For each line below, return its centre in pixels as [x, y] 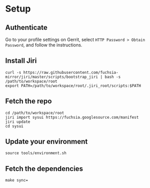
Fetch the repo [29, 101]
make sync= [17, 180]
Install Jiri [21, 61]
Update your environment [46, 142]
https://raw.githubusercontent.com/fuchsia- [71, 72]
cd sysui [14, 126]
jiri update [18, 122]
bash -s [113, 77]
